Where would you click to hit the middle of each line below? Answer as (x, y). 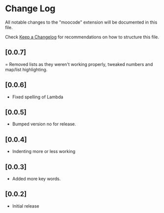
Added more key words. (36, 179)
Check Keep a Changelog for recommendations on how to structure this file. (82, 37)
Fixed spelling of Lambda (38, 97)
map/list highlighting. (26, 69)
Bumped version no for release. (44, 124)
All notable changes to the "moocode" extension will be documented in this (81, 22)
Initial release (26, 206)
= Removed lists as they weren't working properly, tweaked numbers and (79, 64)
